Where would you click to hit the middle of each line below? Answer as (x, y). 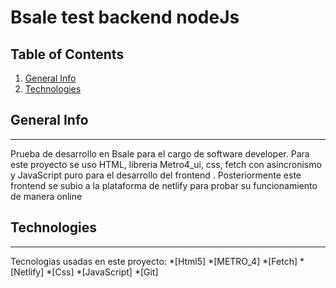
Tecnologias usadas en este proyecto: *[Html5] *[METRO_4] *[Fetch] (154, 261)
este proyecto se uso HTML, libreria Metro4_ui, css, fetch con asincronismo (166, 164)
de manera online (46, 196)
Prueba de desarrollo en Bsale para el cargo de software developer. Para (160, 153)
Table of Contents (67, 54)
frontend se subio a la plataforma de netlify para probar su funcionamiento (164, 185)
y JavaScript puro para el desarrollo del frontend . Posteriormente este (156, 175)
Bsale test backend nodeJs (125, 17)
